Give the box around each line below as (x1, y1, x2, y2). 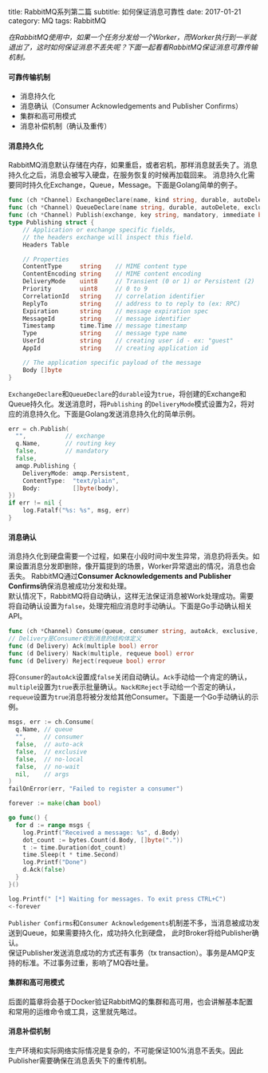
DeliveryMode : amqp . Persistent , (22, 469, 130, 477)
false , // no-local (15, 755, 84, 763)
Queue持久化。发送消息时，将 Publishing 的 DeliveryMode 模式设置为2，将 (8, 398, 248, 409)
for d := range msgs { (15, 821, 91, 829)
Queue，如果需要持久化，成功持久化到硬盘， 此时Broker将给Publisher (22, 928, 253, 937)
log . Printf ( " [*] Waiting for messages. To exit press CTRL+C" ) (8, 895, 227, 903)
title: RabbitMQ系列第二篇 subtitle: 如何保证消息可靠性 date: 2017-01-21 (8, 7, 242, 16)
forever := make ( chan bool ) (8, 799, 102, 808)
